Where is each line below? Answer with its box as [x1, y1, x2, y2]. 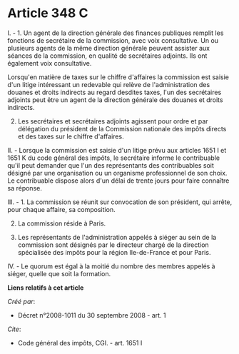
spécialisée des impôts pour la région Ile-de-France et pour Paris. [17, 248, 211, 256]
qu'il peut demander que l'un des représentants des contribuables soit [7, 161, 214, 169]
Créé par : [7, 297, 36, 305]
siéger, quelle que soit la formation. [7, 269, 111, 278]
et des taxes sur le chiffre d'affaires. [17, 132, 124, 141]
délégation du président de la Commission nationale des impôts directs [17, 124, 227, 133]
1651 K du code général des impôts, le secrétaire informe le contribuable [7, 153, 220, 162]
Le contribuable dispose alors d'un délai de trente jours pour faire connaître [7, 176, 230, 185]
